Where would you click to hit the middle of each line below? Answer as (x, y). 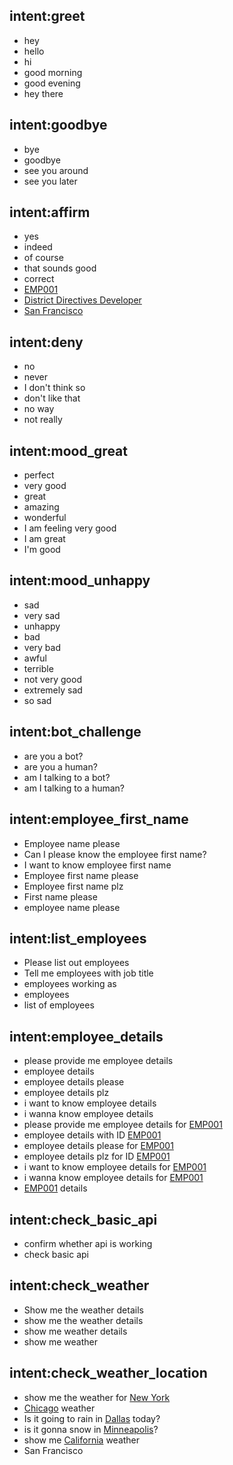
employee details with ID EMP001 (92, 1135)
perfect (39, 475)
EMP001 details (55, 1188)
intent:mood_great (68, 450)
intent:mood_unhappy (80, 580)
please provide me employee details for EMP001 (123, 1125)
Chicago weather (59, 1408)
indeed (38, 247)
